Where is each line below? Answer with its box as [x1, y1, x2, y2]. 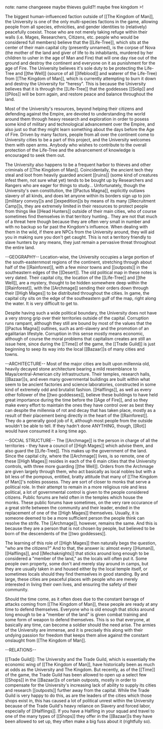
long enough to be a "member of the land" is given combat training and [5, 612, 147, 617]
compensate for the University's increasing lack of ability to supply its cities [5, 682, 156, 688]
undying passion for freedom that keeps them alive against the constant [5, 633, 149, 638]
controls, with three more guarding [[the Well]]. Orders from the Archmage [5, 464, 154, 469]
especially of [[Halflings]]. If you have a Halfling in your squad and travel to [5, 708, 155, 714]
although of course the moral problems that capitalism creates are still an [5, 336, 151, 341]
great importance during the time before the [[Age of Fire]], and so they [5, 397, 148, 403]
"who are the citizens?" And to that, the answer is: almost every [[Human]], [5, 545, 155, 551]
